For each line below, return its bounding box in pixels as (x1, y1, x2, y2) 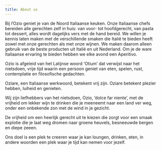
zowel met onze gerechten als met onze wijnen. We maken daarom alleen (5, 41, 152, 46)
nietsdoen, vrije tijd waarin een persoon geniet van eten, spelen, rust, (5, 66, 144, 72)
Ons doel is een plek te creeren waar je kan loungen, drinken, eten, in (5, 134, 144, 140)
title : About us (5, 7, 38, 12)
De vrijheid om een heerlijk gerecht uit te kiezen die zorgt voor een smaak (5, 114, 153, 120)
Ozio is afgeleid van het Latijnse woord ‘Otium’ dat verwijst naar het (5, 60, 140, 66)
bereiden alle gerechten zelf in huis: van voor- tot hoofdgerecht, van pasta (5, 25, 154, 31)
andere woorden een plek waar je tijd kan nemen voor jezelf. (5, 139, 126, 145)
